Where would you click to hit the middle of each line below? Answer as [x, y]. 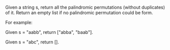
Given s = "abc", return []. [32, 42]
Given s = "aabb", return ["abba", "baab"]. [49, 32]
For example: [19, 22]
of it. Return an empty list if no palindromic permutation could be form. [79, 13]
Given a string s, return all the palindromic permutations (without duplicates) [85, 7]
